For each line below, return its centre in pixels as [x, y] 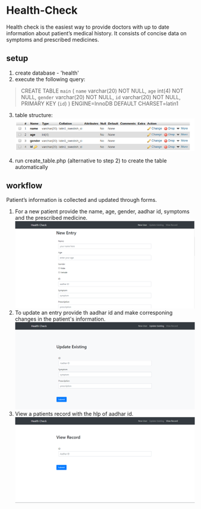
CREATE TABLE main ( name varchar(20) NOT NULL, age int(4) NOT [102, 91]
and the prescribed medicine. [51, 218]
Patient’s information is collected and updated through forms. [82, 200]
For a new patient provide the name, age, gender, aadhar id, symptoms [102, 211]
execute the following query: [50, 79]
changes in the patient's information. [60, 319]
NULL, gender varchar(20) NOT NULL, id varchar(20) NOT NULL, [101, 97]
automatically [31, 167]
